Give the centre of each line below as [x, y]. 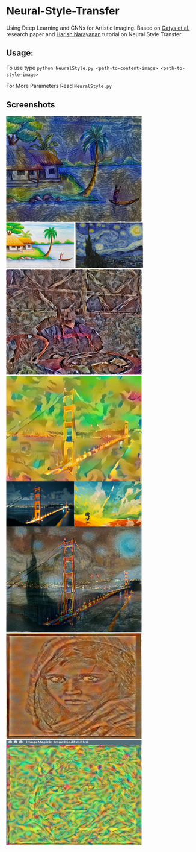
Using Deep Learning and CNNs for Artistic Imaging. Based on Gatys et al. [98, 28]
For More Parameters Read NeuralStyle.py [59, 86]
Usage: [20, 53]
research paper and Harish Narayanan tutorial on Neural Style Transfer [94, 34]
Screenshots [31, 105]
